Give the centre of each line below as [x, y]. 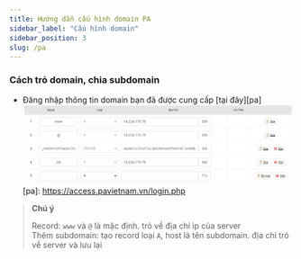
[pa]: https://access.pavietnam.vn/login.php [104, 191]
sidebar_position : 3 [48, 38]
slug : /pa [28, 48]
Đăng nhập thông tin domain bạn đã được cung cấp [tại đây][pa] [142, 100]
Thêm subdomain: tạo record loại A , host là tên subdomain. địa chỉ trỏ [160, 235]
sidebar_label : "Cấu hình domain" [74, 28]
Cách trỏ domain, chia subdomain [85, 80]
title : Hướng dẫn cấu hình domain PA [80, 19]
